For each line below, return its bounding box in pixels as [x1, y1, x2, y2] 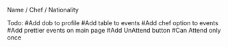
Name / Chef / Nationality [7, 6, 79, 14]
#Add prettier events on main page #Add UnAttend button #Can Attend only [7, 27, 221, 34]
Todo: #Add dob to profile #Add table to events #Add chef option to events [7, 19, 219, 27]
